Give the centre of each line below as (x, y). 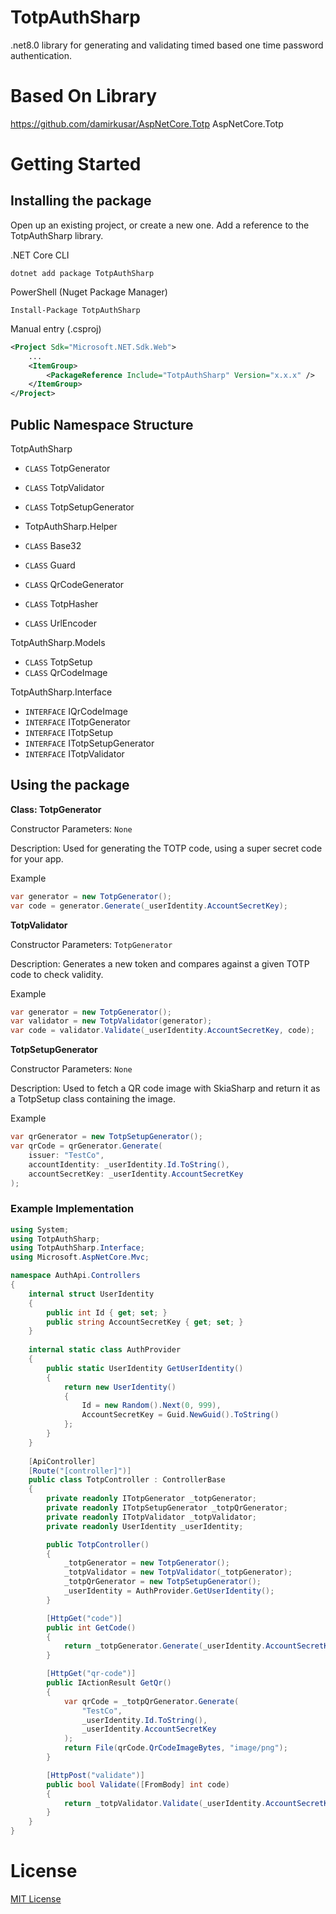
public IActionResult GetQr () (109, 1683)
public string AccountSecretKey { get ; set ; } (145, 1322)
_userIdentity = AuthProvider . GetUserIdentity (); (169, 1591)
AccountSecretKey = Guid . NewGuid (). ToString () (180, 1415)
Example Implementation (72, 1209)
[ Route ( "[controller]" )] (80, 1471)
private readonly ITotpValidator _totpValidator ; (151, 1517)
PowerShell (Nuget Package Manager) (89, 292)
